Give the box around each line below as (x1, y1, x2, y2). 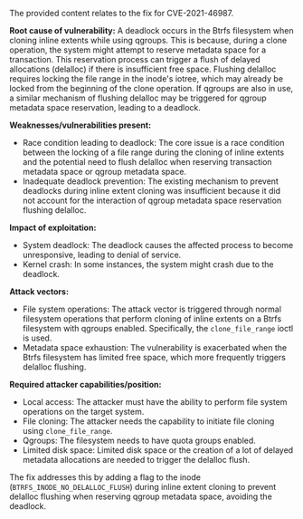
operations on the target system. (22, 407, 145, 417)
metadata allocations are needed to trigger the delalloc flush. (22, 455, 251, 465)
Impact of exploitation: (9, 222, 97, 233)
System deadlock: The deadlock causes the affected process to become (22, 240, 294, 250)
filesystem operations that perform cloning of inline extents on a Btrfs (22, 313, 282, 324)
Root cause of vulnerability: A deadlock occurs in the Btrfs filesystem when (9, 25, 294, 35)
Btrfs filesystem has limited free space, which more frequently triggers (22, 352, 287, 362)
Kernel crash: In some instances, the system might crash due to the (22, 259, 274, 270)
